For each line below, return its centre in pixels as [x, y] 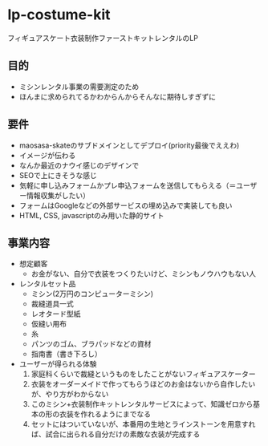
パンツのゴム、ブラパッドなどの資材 [91, 344]
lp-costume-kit [59, 15]
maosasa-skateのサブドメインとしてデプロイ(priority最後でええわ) [129, 145]
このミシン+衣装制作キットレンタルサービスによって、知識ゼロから [142, 404]
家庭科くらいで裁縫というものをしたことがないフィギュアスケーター [143, 374]
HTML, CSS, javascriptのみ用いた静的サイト [91, 215]
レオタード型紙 [56, 314]
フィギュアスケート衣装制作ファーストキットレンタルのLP [103, 38]
